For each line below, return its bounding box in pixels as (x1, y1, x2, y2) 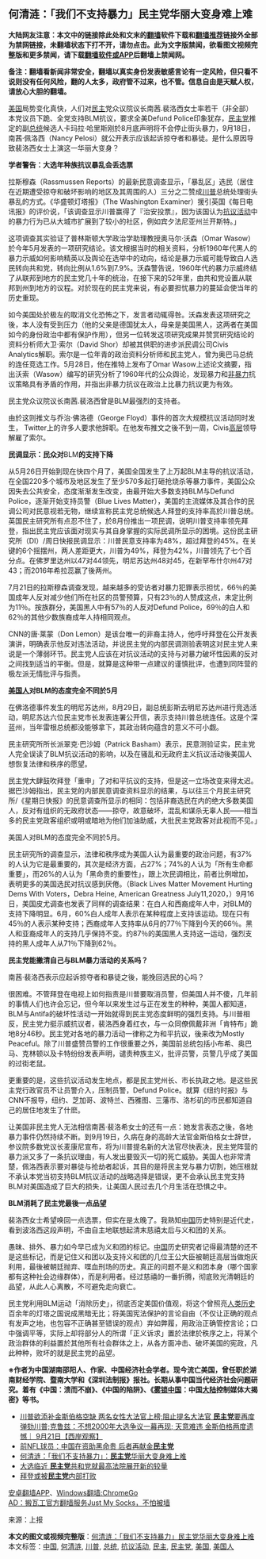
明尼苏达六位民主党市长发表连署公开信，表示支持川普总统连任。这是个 (21, 712, 251, 722)
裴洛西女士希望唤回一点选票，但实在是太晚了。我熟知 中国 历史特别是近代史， (8, 1215, 258, 1224)
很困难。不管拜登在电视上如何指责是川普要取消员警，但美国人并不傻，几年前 (8, 989, 258, 998)
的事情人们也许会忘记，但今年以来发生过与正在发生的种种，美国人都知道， (8, 999, 251, 1008)
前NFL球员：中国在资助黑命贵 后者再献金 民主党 (19, 1441, 174, 1450)
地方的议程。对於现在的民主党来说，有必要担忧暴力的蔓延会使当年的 (35, 282, 258, 292)
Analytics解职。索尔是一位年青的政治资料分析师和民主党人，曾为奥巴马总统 (8, 349, 253, 359)
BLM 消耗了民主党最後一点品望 (8, 1198, 107, 1208)
